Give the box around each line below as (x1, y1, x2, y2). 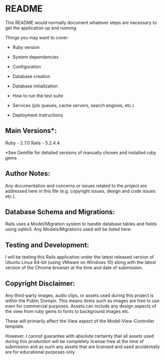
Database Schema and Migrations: (5, 207, 115, 216)
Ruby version (12, 44, 40, 50)
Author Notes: (5, 169, 50, 178)
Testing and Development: (5, 240, 89, 249)
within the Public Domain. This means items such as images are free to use (5, 298, 160, 303)
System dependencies (12, 53, 59, 60)
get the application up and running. (5, 24, 77, 30)
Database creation (12, 73, 51, 79)
